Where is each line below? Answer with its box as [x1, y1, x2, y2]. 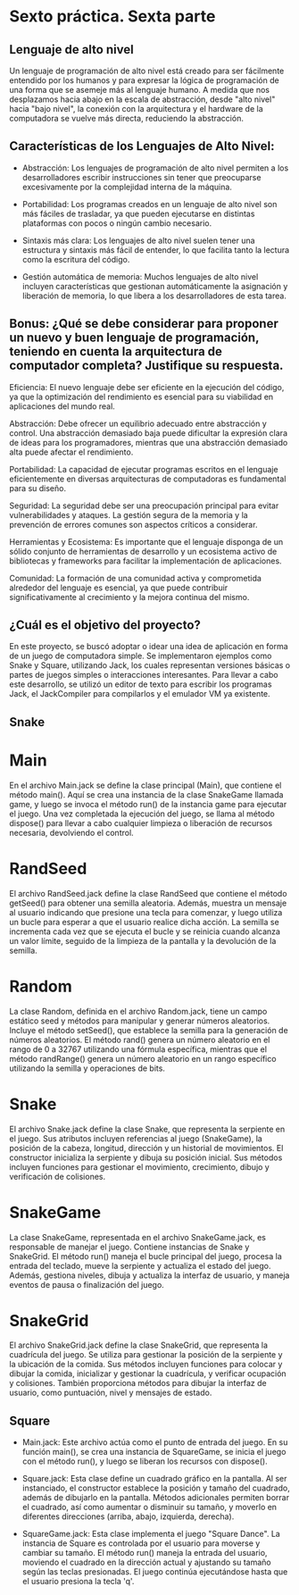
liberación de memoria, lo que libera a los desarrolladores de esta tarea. [21, 290, 287, 301]
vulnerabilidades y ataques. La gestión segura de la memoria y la [9, 509, 248, 520]
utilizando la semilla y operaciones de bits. [9, 1063, 165, 1073]
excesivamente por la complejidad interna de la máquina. [21, 181, 232, 192]
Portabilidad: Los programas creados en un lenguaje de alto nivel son [21, 198, 278, 209]
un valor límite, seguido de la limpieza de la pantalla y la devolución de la [9, 935, 277, 946]
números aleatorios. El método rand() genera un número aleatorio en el [9, 1034, 270, 1045]
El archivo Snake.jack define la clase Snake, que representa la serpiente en [9, 1123, 286, 1134]
